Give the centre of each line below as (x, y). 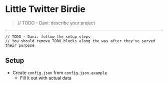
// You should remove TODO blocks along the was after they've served (80, 41)
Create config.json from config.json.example (60, 73)
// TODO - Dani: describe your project (56, 23)
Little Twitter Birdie (45, 9)
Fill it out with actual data (45, 78)
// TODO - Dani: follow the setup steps (48, 37)
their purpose (20, 45)
